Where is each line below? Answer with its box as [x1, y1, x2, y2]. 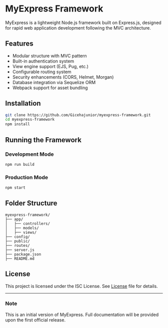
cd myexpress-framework [5, 117, 55, 122]
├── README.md [5, 256, 35, 261]
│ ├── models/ [5, 225, 39, 230]
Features [5, 40, 33, 48]
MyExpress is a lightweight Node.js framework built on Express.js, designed [5, 20, 161, 26]
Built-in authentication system [12, 58, 74, 64]
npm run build [5, 162, 35, 167]
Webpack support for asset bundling [12, 85, 88, 91]
